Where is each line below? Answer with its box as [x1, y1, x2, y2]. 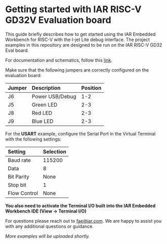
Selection [43, 148, 67, 155]
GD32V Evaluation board [5, 14, 111, 26]
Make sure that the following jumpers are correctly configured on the [5, 67, 149, 73]
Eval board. [5, 47, 29, 53]
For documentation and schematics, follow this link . [5, 57, 113, 63]
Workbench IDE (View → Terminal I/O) [5, 208, 87, 214]
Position [81, 84, 102, 91]
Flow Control [8, 189, 38, 196]
